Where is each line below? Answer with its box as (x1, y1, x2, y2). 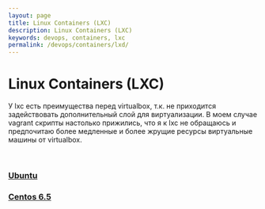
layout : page (8, 11, 51, 20)
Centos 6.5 (8, 191, 51, 202)
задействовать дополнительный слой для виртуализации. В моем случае (8, 110, 258, 120)
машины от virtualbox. (8, 135, 82, 145)
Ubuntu (8, 169, 38, 180)
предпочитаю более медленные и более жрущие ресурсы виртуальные (8, 127, 253, 136)
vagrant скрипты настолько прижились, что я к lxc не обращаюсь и (8, 118, 237, 127)
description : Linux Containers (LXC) (8, 26, 133, 34)
